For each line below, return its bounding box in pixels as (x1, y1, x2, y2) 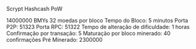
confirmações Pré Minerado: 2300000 (6, 36, 103, 43)
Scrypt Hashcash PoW (6, 5, 63, 12)
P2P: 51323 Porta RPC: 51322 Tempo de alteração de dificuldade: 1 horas (6, 24, 190, 30)
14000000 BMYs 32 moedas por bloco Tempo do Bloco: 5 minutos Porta (6, 17, 189, 24)
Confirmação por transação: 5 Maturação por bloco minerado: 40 (6, 30, 171, 37)
